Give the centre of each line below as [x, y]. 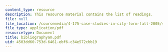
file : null [16, 19]
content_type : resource [30, 10]
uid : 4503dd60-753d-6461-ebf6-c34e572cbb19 [51, 42]
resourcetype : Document [30, 33]
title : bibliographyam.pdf [33, 38]
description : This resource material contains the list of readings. [79, 14]
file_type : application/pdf [34, 28]
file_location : [21, 24]
